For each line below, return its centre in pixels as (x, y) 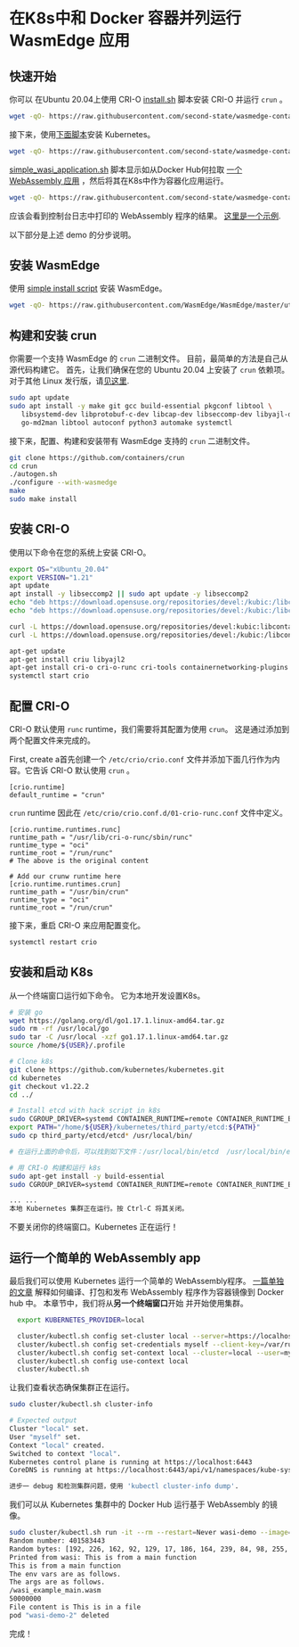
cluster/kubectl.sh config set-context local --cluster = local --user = (151, 1353)
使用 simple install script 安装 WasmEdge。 (88, 288)
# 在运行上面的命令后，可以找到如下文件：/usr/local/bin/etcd (114, 1151)
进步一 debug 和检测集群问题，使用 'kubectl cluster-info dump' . (124, 1486)
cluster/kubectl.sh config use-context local (103, 1361)
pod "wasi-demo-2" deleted (59, 1615)
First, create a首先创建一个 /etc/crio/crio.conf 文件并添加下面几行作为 (141, 759)
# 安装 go (26, 1012)
